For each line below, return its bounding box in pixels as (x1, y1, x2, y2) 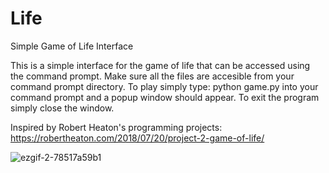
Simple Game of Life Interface (10, 40, 134, 52)
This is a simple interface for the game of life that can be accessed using (10, 59, 311, 71)
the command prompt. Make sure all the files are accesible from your (10, 70, 295, 82)
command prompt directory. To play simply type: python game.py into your (10, 80, 319, 92)
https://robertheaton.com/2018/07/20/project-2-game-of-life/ (10, 132, 265, 144)
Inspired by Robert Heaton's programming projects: (10, 121, 223, 133)
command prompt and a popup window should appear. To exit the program (10, 91, 320, 103)
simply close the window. (10, 102, 115, 114)
